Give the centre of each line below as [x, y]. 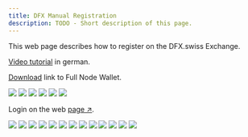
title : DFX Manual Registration [62, 16]
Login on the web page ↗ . [52, 109]
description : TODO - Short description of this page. [101, 23]
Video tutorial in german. [50, 62]
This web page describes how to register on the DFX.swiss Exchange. [124, 46]
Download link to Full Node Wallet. [65, 77]
